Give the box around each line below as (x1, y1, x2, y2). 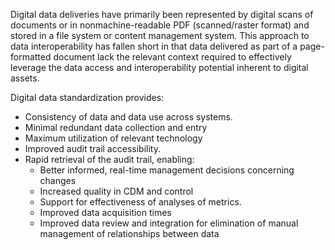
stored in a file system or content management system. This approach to (10, 30, 310, 41)
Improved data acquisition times (39, 207, 172, 218)
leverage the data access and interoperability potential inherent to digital (10, 62, 309, 73)
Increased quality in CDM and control (39, 185, 194, 197)
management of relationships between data (39, 228, 220, 239)
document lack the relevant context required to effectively (53, 51, 292, 63)
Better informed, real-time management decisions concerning (39, 164, 295, 176)
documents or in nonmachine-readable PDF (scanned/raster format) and (10, 19, 310, 31)
